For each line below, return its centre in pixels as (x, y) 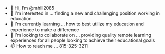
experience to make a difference (44, 30)
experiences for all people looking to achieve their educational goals (82, 40)
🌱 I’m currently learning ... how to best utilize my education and (77, 24)
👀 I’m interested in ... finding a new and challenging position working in (85, 13)
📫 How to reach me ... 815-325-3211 (49, 46)
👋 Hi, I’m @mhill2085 (32, 8)
